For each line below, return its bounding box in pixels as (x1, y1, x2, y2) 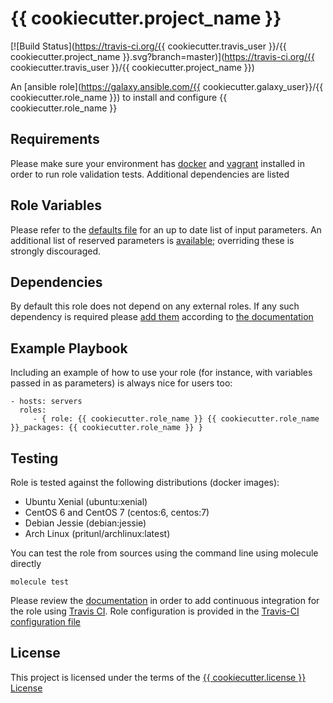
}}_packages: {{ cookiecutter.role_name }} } (10, 423, 203, 433)
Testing (10, 450, 59, 467)
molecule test (10, 577, 70, 587)
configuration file (10, 616, 81, 627)
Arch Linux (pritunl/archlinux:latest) (24, 528, 171, 539)
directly (10, 558, 42, 569)
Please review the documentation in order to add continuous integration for (10, 595, 320, 606)
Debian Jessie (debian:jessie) (24, 517, 147, 529)
